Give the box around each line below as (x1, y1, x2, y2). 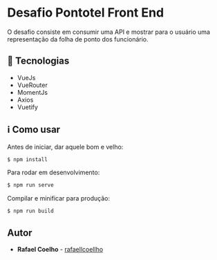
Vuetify (17, 102, 38, 111)
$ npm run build (7, 207, 54, 215)
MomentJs (17, 88, 48, 96)
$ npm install (7, 156, 48, 163)
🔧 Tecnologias (7, 55, 70, 67)
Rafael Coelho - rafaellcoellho (17, 245, 104, 253)
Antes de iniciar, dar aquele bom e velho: (7, 142, 124, 151)
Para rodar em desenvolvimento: (7, 168, 100, 177)
